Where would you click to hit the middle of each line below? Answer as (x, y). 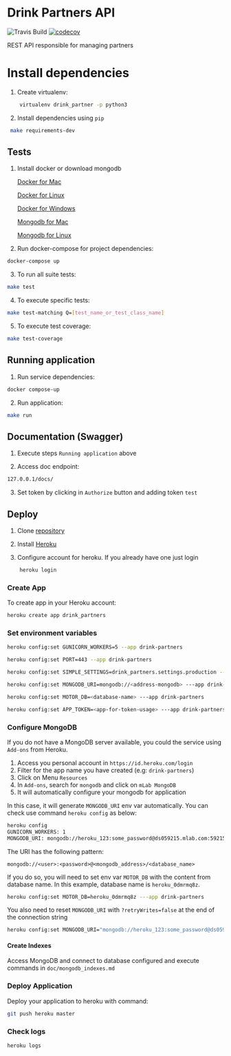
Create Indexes (29, 945)
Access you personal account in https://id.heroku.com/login (105, 762)
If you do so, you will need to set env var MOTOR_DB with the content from (109, 877)
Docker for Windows (46, 209)
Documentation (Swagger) (65, 437)
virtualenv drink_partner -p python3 (74, 105)
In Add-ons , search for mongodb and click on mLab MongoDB (97, 784)
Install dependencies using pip (60, 118)
